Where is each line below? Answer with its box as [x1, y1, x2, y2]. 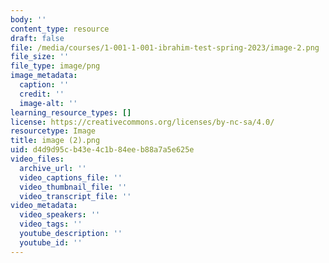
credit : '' [19, 89, 65, 99]
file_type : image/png [10, 61, 101, 71]
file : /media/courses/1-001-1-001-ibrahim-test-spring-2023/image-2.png [10, 42, 320, 53]
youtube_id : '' [19, 237, 83, 248]
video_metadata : [10, 201, 78, 211]
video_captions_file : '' [19, 172, 123, 183]
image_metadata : [10, 71, 78, 81]
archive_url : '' [19, 163, 87, 173]
